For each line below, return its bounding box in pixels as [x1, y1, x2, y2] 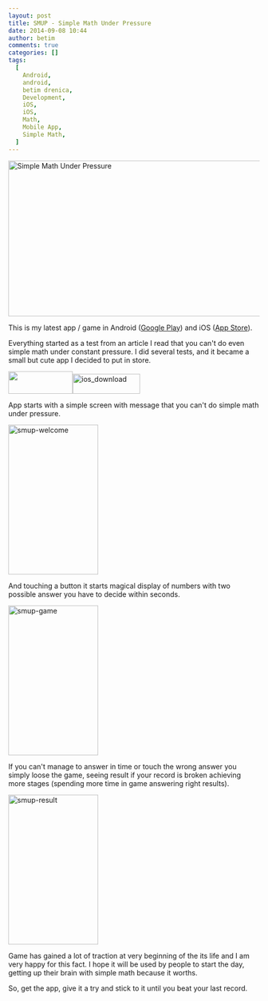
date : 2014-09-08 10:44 [8, 26, 88, 34]
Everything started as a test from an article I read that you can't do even [8, 338, 245, 348]
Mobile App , [22, 123, 62, 131]
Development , [22, 93, 66, 101]
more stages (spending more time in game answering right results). [8, 778, 230, 788]
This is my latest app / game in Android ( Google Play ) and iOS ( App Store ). [8, 323, 253, 332]
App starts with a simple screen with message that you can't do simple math [8, 400, 259, 410]
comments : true [8, 42, 59, 50]
